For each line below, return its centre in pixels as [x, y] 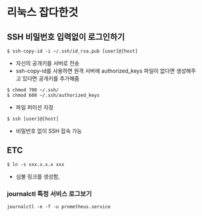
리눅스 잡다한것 [43, 12]
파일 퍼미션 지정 [34, 107]
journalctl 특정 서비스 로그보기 [49, 193]
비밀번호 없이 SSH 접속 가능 [49, 131]
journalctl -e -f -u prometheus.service [59, 207]
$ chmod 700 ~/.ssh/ [33, 90]
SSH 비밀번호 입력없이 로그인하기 [66, 37]
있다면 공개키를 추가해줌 [51, 78]
